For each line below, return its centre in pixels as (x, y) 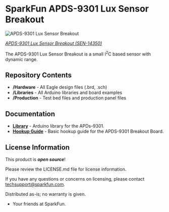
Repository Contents (39, 75)
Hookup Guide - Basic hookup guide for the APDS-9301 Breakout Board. (88, 131)
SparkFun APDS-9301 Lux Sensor (77, 9)
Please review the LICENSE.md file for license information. (66, 169)
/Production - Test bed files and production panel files (69, 98)
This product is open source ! (35, 160)
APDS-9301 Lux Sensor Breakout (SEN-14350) (54, 43)
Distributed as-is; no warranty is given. (46, 194)
